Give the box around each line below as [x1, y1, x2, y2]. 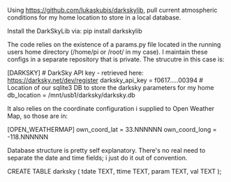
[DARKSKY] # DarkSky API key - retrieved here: [7, 69, 144, 77]
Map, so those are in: [7, 112, 68, 120]
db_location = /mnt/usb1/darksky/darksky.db [7, 91, 136, 99]
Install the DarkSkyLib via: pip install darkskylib [7, 27, 142, 35]
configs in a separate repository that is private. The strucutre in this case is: [7, 55, 225, 63]
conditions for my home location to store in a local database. [7, 13, 181, 22]
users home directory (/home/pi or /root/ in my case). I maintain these [7, 48, 208, 56]
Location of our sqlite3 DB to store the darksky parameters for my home [7, 84, 214, 91]
